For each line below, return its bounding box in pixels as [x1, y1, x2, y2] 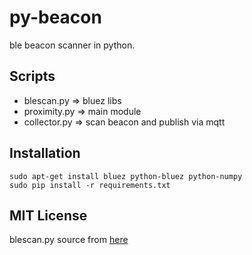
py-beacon [9, 6, 102, 29]
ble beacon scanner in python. [9, 39, 136, 51]
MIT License [9, 207, 88, 224]
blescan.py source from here [9, 234, 129, 246]
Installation [9, 145, 81, 162]
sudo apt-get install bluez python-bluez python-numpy [9, 171, 243, 181]
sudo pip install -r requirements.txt [9, 180, 171, 190]
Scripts [9, 68, 56, 85]
